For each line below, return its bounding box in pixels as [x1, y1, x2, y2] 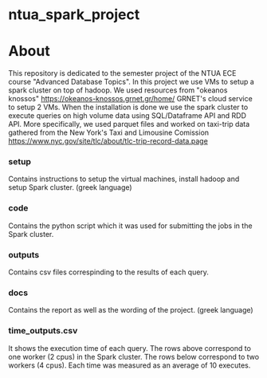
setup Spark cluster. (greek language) [8, 183, 133, 192]
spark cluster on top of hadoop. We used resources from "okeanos [8, 85, 228, 95]
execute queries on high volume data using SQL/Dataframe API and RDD [8, 111, 247, 120]
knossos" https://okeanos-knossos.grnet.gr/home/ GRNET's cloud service [8, 94, 253, 104]
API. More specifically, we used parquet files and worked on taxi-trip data [8, 120, 250, 129]
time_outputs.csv [8, 325, 78, 337]
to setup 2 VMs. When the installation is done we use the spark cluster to [8, 102, 249, 112]
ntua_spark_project [8, 6, 140, 24]
